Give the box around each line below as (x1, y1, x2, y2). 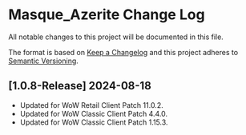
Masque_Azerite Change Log (8, 6, 206, 24)
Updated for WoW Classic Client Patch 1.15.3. (19, 117, 168, 127)
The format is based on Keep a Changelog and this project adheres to (8, 47, 239, 57)
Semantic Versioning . (8, 56, 79, 66)
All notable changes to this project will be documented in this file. (8, 32, 224, 42)
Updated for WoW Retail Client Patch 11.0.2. (19, 100, 163, 109)
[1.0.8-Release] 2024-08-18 (8, 79, 152, 93)
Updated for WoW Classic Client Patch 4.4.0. (19, 109, 168, 118)
